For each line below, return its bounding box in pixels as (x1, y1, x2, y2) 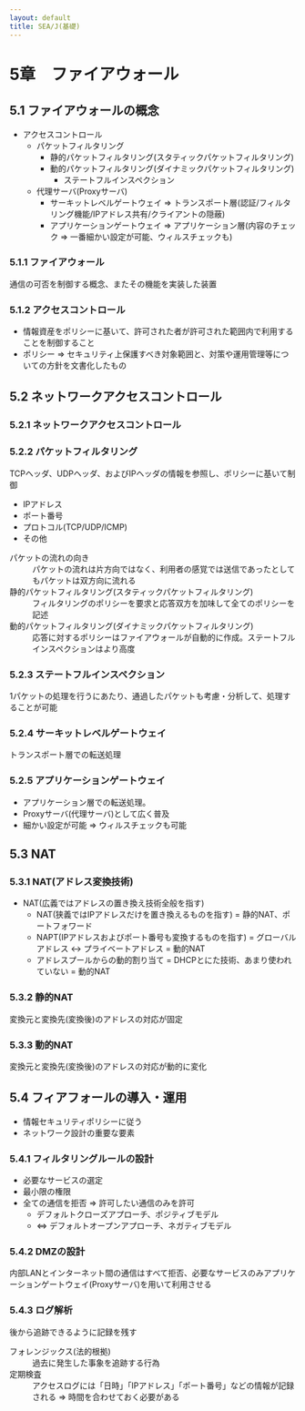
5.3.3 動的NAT (9, 1039, 74, 1051)
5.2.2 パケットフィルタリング (9, 445, 138, 458)
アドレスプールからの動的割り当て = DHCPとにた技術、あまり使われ (36, 955, 292, 966)
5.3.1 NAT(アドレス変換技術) (9, 875, 134, 888)
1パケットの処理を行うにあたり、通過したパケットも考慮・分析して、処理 (9, 691, 284, 701)
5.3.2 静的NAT (9, 991, 74, 1004)
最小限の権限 (22, 1185, 71, 1197)
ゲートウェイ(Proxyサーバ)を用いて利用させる (40, 1279, 212, 1290)
